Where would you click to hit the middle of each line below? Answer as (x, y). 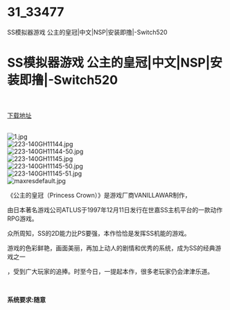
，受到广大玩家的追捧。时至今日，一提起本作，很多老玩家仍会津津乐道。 (110, 271)
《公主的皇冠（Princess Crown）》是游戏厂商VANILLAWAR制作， (99, 195)
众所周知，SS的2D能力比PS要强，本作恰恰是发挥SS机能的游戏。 (99, 233)
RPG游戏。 (23, 218)
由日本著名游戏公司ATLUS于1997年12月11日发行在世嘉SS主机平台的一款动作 (115, 209)
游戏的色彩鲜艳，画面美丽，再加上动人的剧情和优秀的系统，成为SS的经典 (111, 248)
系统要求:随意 (27, 300)
